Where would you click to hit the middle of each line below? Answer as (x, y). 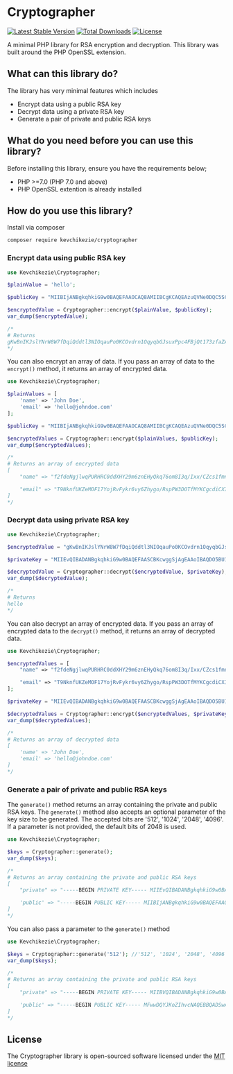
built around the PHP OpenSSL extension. (67, 52)
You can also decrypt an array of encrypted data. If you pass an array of (110, 623)
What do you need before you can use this (100, 140)
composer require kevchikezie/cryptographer (72, 240)
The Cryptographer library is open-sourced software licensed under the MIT (116, 1056)
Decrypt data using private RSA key (68, 520)
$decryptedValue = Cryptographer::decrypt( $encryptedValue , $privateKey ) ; (118, 572)
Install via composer (36, 228)
